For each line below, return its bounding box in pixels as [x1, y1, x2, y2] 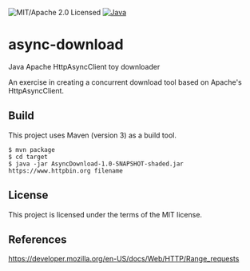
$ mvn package [8, 145, 56, 153]
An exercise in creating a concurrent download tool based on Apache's [8, 77, 242, 87]
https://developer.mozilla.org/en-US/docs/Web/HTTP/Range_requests [8, 254, 240, 264]
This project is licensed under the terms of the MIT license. [8, 209, 202, 219]
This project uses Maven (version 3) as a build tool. [8, 130, 177, 140]
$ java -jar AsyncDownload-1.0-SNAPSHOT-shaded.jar [8, 160, 184, 168]
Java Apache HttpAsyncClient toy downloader [8, 62, 161, 71]
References [8, 233, 67, 246]
